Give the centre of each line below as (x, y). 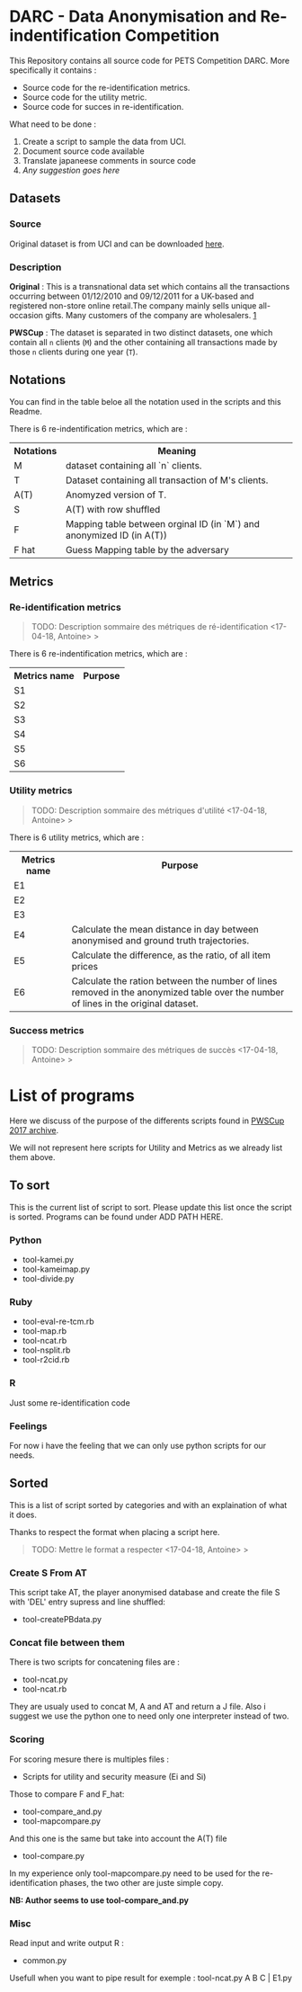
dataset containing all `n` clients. (134, 465)
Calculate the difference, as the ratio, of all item (171, 955)
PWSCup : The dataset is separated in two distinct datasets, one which (141, 332)
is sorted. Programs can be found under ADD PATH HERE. (116, 1217)
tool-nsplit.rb (46, 1350)
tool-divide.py (48, 1279)
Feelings (28, 1425)
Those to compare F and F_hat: (67, 1794)
